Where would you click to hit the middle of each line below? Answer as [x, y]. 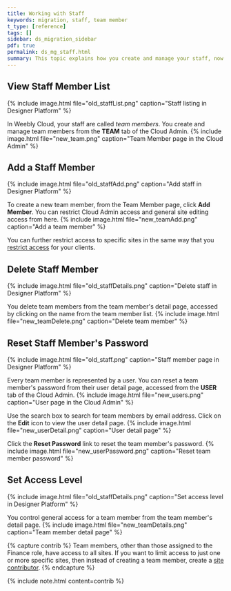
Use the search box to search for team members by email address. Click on [114, 416]
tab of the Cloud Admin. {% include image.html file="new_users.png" [106, 395]
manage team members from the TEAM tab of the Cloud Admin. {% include [114, 131]
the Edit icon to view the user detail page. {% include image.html [99, 423]
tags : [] [20, 33]
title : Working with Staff [46, 13]
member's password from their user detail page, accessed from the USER [112, 388]
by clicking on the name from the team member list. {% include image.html [113, 314]
